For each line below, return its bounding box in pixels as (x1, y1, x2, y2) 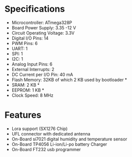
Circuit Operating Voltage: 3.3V (11, 30, 75, 36)
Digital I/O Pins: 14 (11, 35, 49, 41)
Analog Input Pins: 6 (11, 61, 52, 67)
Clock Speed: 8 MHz (11, 92, 54, 98)
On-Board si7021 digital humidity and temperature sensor (11, 136, 128, 142)
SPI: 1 (11, 50, 23, 57)
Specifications (4, 3, 65, 15)
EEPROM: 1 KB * (11, 87, 44, 93)
